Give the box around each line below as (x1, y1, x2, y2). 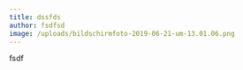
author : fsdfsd (9, 21, 65, 30)
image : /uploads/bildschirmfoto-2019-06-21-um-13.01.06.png (9, 29, 236, 38)
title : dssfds (9, 12, 62, 22)
